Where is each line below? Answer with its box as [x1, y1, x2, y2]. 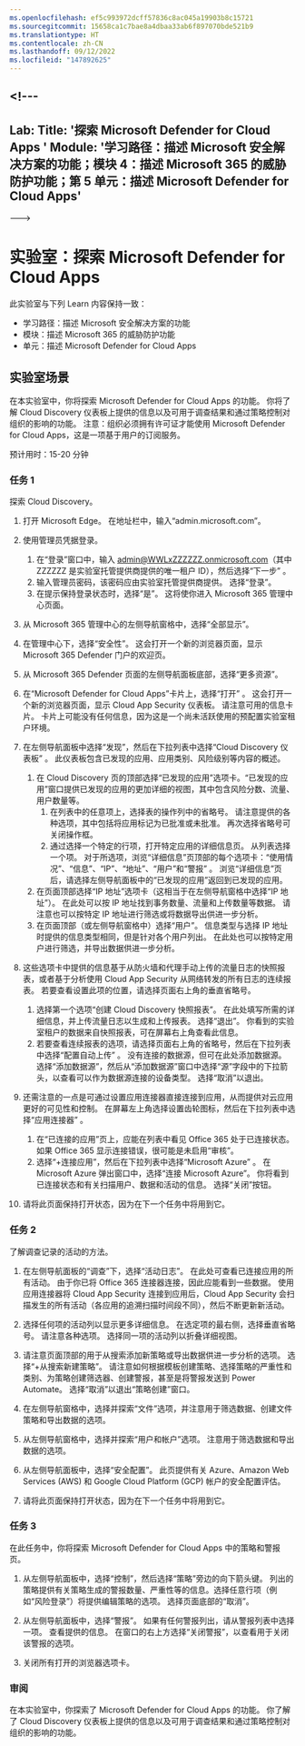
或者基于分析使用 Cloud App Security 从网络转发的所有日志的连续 [38, 974, 284, 985]
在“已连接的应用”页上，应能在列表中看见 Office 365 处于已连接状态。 [35, 1134, 295, 1145]
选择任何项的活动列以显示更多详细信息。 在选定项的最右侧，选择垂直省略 [22, 1319, 296, 1330]
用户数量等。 [35, 795, 84, 806]
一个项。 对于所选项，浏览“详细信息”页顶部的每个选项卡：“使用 [49, 852, 286, 863]
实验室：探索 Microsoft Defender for [9, 247, 286, 268]
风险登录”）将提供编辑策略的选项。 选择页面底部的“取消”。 [34, 1595, 254, 1606]
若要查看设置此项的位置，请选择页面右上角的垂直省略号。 [40, 985, 256, 996]
